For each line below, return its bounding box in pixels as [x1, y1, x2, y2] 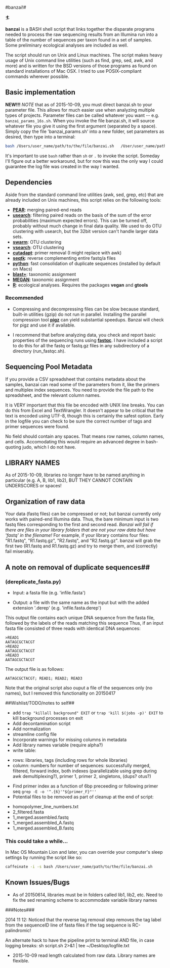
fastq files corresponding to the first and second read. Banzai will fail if [5, 522, 153, 528]
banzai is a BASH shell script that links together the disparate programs [5, 26, 155, 32]
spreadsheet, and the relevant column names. [5, 392, 101, 398]
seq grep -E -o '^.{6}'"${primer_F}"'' [12, 788, 97, 794]
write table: [12, 747, 36, 753]
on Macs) [12, 265, 33, 272]
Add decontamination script [12, 720, 71, 726]
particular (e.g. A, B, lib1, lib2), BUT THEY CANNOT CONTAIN [5, 477, 133, 483]
